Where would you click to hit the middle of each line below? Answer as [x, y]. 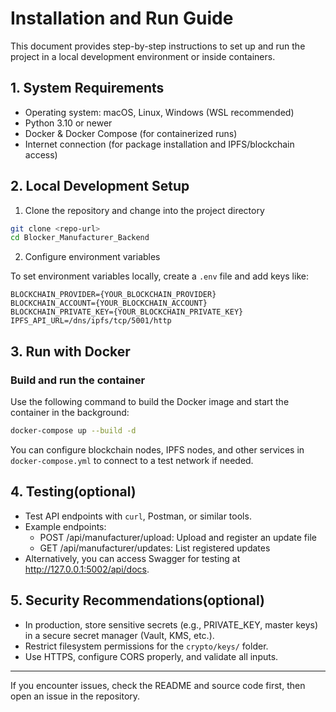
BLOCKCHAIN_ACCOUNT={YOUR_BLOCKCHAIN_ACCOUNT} [109, 303]
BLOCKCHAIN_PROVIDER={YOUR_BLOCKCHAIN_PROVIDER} [113, 295]
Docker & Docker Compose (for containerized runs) [131, 133]
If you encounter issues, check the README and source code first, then [158, 685]
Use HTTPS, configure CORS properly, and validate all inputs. [151, 656]
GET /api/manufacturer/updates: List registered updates [155, 548]
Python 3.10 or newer [68, 123]
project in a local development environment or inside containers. [143, 56]
